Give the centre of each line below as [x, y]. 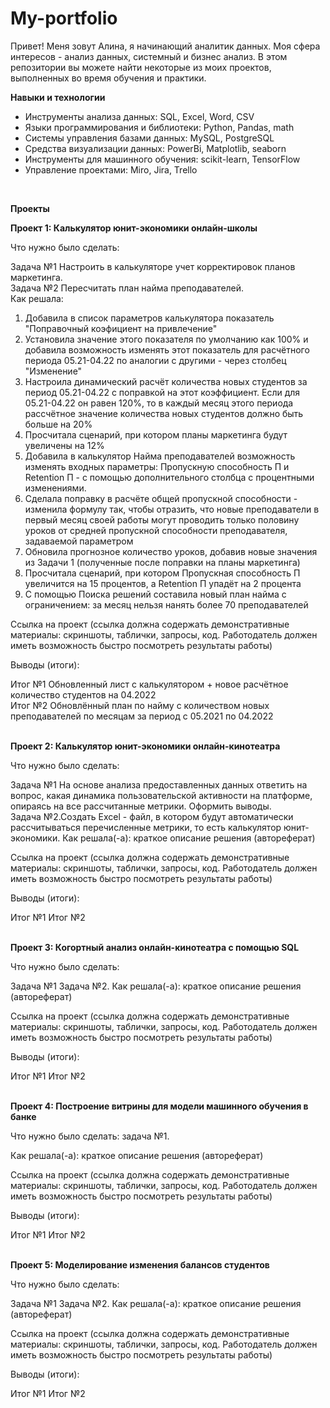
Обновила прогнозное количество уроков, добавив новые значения [171, 551]
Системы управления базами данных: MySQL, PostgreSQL [149, 138]
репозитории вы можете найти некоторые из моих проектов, [141, 67]
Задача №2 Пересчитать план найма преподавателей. [127, 288]
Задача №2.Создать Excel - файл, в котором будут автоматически [152, 816]
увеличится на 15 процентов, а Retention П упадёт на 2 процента [163, 583]
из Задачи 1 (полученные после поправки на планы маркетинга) [162, 562]
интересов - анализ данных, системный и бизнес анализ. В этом [149, 56]
